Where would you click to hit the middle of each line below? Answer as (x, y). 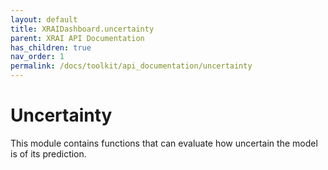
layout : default (44, 19)
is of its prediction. (48, 153)
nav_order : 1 (37, 57)
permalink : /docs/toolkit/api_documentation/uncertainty (131, 66)
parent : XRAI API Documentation (77, 38)
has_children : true (51, 47)
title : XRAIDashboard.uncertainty (82, 29)
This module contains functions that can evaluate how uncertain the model (164, 143)
